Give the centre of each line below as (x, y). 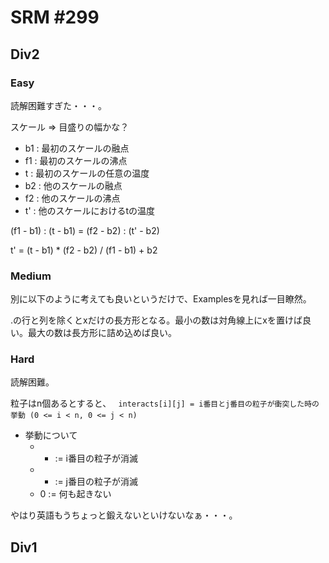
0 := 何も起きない (75, 494)
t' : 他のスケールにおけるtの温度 (90, 210)
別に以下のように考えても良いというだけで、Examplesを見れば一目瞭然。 (161, 299)
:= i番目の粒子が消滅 (96, 458)
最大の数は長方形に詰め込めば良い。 (102, 333)
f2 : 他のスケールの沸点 (72, 198)
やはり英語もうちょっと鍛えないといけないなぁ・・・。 (124, 515)
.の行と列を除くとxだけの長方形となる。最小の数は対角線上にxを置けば (156, 320)
